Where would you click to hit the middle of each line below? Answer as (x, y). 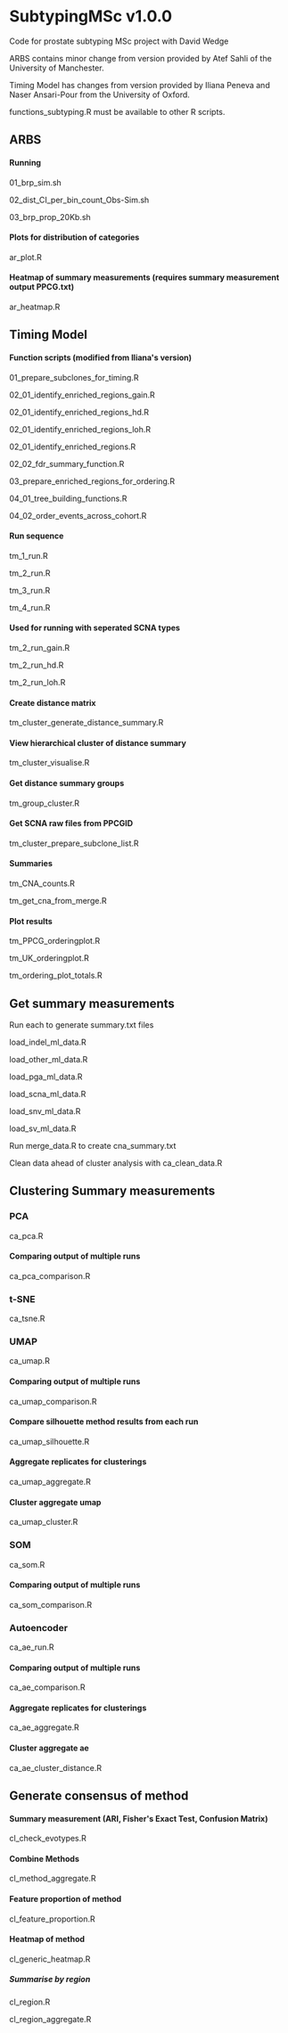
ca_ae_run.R (32, 1647)
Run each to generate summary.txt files (82, 1025)
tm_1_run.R (29, 555)
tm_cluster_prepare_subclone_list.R (74, 843)
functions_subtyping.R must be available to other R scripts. (117, 111)
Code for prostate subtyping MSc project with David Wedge (119, 41)
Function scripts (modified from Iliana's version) (101, 357)
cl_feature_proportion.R (52, 1919)
